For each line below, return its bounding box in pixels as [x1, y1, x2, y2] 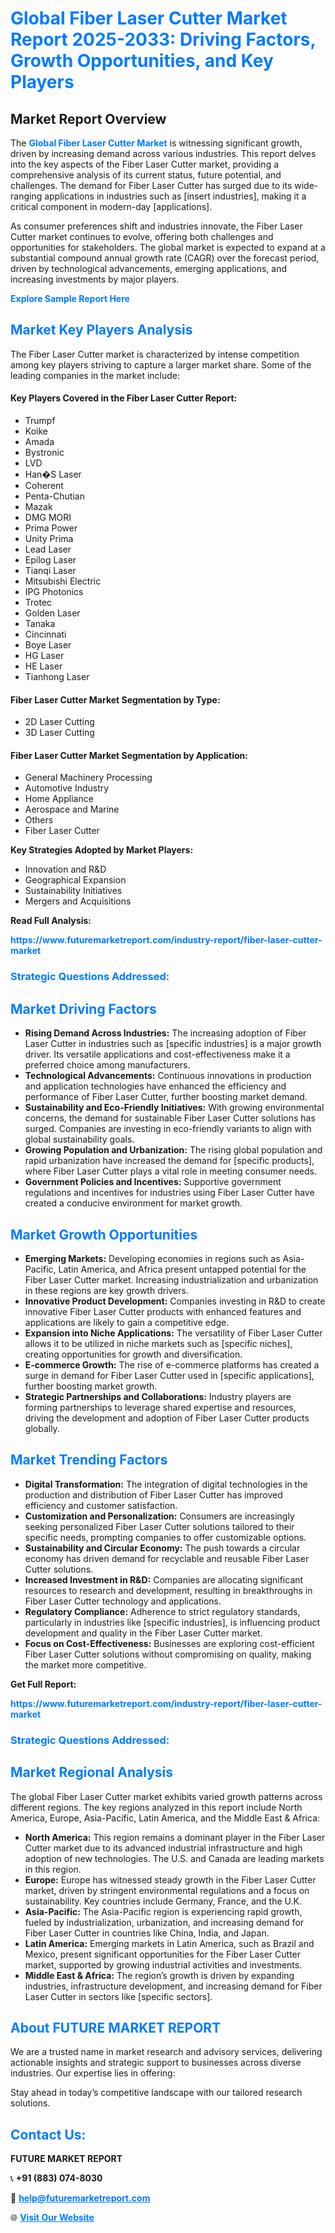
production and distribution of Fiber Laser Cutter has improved [24, 1488, 283, 1501]
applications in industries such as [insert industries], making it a [44, 190, 307, 202]
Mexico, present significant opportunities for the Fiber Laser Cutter [24, 1948, 302, 1960]
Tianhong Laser [24, 671, 90, 683]
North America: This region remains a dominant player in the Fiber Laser [24, 1831, 326, 1843]
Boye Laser [24, 639, 72, 651]
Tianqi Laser [24, 565, 77, 577]
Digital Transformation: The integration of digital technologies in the [24, 1478, 308, 1490]
